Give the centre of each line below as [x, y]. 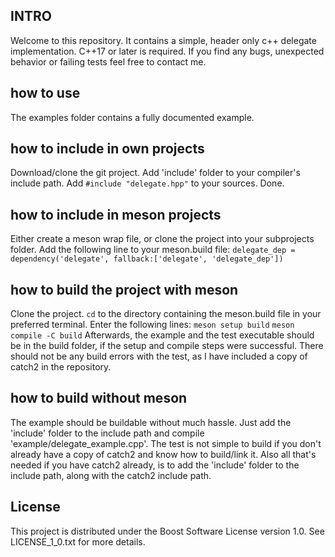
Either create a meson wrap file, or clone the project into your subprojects [162, 239]
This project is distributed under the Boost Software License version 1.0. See [167, 531]
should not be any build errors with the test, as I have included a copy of [159, 356]
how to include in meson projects [116, 214]
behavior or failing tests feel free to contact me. [108, 61]
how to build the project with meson [124, 289]
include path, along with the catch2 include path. [111, 475]
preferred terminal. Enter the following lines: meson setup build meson [152, 325]
